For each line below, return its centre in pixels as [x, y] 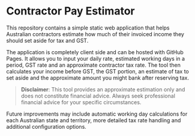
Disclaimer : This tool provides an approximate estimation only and [103, 89]
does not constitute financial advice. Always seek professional [98, 96]
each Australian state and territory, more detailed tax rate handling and [94, 120]
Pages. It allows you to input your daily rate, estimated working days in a [95, 58]
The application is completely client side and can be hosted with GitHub [95, 52]
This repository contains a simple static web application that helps [88, 28]
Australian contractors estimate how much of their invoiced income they [95, 34]
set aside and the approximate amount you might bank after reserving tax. [97, 78]
